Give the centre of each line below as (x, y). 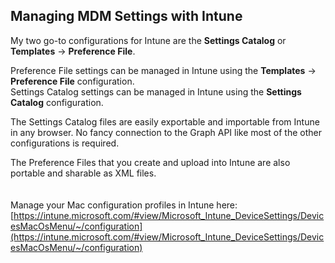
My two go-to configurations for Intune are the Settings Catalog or (148, 40)
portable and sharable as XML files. (83, 173)
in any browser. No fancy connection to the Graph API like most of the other (166, 132)
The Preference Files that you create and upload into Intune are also (150, 162)
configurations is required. (65, 143)
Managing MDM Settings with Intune (126, 16)
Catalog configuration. (57, 102)
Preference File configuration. (72, 81)
